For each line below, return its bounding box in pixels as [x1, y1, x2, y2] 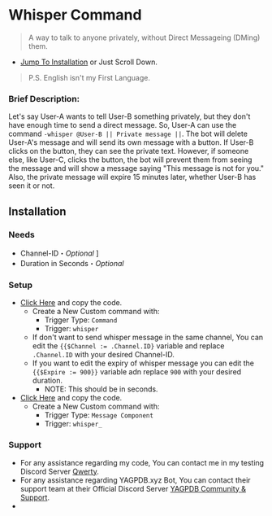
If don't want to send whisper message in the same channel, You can [32, 332, 264, 343]
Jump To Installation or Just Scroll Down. [19, 57, 158, 67]
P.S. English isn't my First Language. [28, 72, 150, 82]
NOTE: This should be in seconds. [44, 384, 158, 394]
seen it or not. [8, 181, 55, 190]
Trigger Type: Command [44, 315, 118, 325]
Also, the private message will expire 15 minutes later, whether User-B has [8, 173, 257, 182]
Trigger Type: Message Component [44, 410, 154, 420]
